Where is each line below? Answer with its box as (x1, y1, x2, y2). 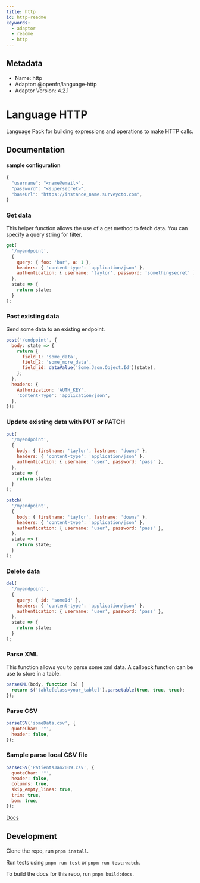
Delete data (6, 567, 40, 575)
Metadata (6, 58, 43, 69)
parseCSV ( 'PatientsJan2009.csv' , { (6, 764, 95, 770)
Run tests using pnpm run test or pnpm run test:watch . (6, 859, 140, 866)
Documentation (6, 145, 65, 155)
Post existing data (6, 312, 60, 320)
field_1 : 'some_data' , (21, 354, 79, 360)
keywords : (6, 20, 31, 26)
